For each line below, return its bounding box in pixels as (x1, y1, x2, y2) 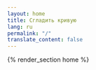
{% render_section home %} (7, 55, 90, 64)
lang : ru (7, 23, 33, 30)
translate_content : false (7, 36, 83, 43)
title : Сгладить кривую (7, 17, 77, 24)
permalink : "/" (7, 29, 52, 37)
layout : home (7, 10, 46, 17)
